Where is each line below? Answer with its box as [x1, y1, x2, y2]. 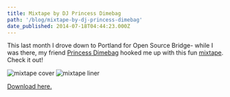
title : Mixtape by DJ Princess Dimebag [7, 10, 122, 17]
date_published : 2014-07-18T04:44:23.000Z [7, 23, 130, 29]
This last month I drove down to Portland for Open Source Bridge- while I [7, 42, 214, 50]
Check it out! [7, 56, 43, 64]
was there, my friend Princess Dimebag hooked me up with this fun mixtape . [7, 48, 224, 57]
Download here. [7, 83, 52, 91]
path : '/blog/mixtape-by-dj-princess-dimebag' [7, 16, 143, 23]
